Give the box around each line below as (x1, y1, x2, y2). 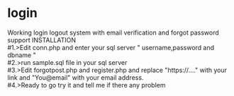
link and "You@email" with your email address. (7, 73, 144, 82)
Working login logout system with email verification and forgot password (7, 28, 220, 37)
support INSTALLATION (7, 35, 77, 44)
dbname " (7, 51, 37, 59)
